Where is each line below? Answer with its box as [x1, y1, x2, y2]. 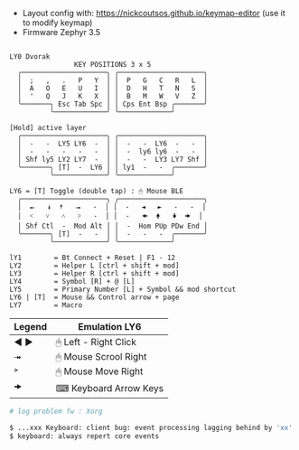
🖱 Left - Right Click [55, 336, 137, 348]
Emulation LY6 [78, 321, 142, 333]
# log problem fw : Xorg [9, 407, 103, 416]
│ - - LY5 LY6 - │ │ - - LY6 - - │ [17, 139, 208, 148]
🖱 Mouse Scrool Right [55, 351, 147, 362]
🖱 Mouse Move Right [55, 365, 144, 378]
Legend [14, 321, 48, 333]
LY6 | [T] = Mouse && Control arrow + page [9, 293, 180, 302]
